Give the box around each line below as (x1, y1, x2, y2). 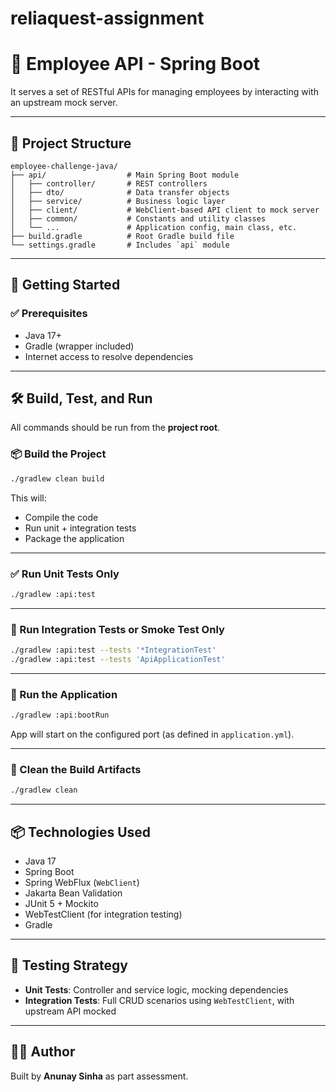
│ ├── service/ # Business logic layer (10, 196, 226, 206)
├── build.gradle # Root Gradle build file (10, 231, 235, 241)
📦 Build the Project (10, 447, 107, 461)
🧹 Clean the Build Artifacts (10, 762, 142, 776)
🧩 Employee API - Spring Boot (10, 53, 261, 76)
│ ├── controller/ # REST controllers (10, 178, 208, 189)
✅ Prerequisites (10, 307, 88, 321)
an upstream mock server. (10, 97, 118, 109)
